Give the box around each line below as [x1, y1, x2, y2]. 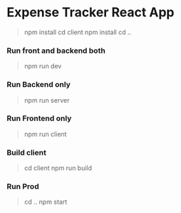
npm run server [24, 95, 70, 104]
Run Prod [6, 182, 40, 192]
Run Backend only [6, 80, 71, 90]
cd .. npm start [24, 197, 68, 207]
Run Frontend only [6, 113, 72, 123]
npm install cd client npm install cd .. [24, 28, 132, 36]
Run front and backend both [6, 46, 106, 56]
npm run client [24, 130, 67, 138]
